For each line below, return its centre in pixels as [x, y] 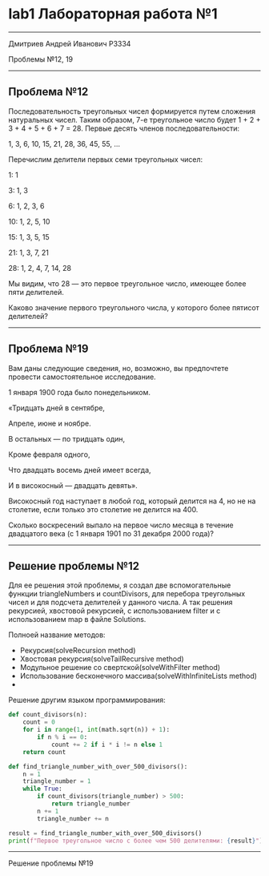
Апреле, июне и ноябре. [50, 423]
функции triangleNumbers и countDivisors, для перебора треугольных [127, 594]
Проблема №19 [48, 349]
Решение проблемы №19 [51, 863]
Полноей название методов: [57, 635]
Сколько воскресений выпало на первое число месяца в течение [121, 525]
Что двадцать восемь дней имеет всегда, [80, 470]
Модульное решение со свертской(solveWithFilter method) [120, 668]
